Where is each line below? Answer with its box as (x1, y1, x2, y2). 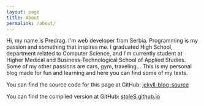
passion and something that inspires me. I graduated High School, (6, 43, 173, 51)
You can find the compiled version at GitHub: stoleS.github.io (6, 93, 161, 101)
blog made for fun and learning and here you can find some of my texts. (6, 69, 188, 77)
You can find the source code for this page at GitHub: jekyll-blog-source (6, 81, 189, 88)
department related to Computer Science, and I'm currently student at (6, 50, 183, 57)
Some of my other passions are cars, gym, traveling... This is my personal (6, 63, 192, 70)
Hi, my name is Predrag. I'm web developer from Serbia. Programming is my (6, 37, 198, 44)
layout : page (6, 9, 40, 15)
